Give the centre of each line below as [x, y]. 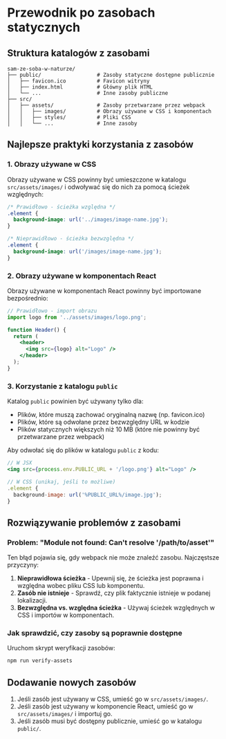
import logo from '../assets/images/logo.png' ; [77, 317]
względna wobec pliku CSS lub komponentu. [81, 586]
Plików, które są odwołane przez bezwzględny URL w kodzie [103, 422]
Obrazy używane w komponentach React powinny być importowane [104, 291]
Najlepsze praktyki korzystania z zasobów [100, 144]
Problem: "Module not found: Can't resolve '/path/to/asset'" [111, 542]
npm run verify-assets [40, 661]
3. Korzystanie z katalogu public [63, 386]
